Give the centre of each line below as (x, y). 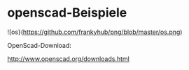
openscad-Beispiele (67, 13)
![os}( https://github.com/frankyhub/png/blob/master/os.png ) (95, 32)
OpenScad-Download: (40, 45)
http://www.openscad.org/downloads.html (68, 59)
